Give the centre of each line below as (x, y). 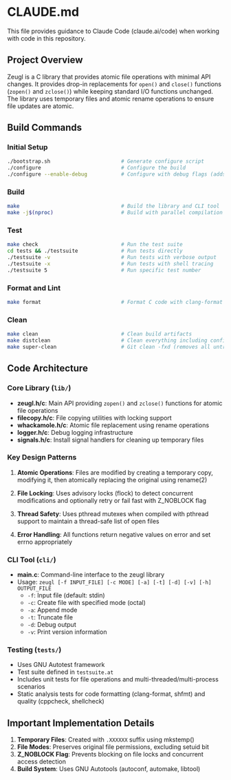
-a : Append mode (52, 610)
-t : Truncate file (50, 617)
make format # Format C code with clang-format (115, 302)
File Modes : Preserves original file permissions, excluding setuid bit (113, 747)
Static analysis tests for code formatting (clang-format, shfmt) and (111, 694)
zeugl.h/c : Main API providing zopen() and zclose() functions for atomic (120, 403)
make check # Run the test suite (95, 245)
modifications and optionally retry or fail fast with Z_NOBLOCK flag (112, 500)
